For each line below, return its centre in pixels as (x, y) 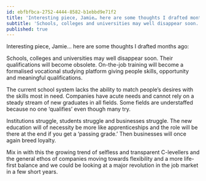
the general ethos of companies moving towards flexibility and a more (94, 159)
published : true (27, 29)
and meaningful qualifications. (44, 78)
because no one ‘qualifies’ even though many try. (68, 109)
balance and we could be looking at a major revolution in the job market (108, 165)
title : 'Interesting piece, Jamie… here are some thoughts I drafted (97, 18)
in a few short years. (32, 172)
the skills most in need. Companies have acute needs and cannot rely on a (100, 96)
